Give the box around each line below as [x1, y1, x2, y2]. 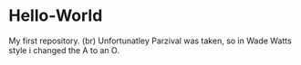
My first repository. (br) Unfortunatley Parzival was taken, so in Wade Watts [8, 35, 293, 46]
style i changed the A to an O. [8, 44, 120, 55]
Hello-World [8, 5, 103, 26]
